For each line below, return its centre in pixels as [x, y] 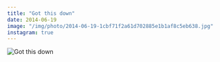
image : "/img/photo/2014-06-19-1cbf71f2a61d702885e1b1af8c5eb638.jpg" [110, 26]
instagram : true [30, 32]
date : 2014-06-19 [32, 20]
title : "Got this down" [41, 13]
